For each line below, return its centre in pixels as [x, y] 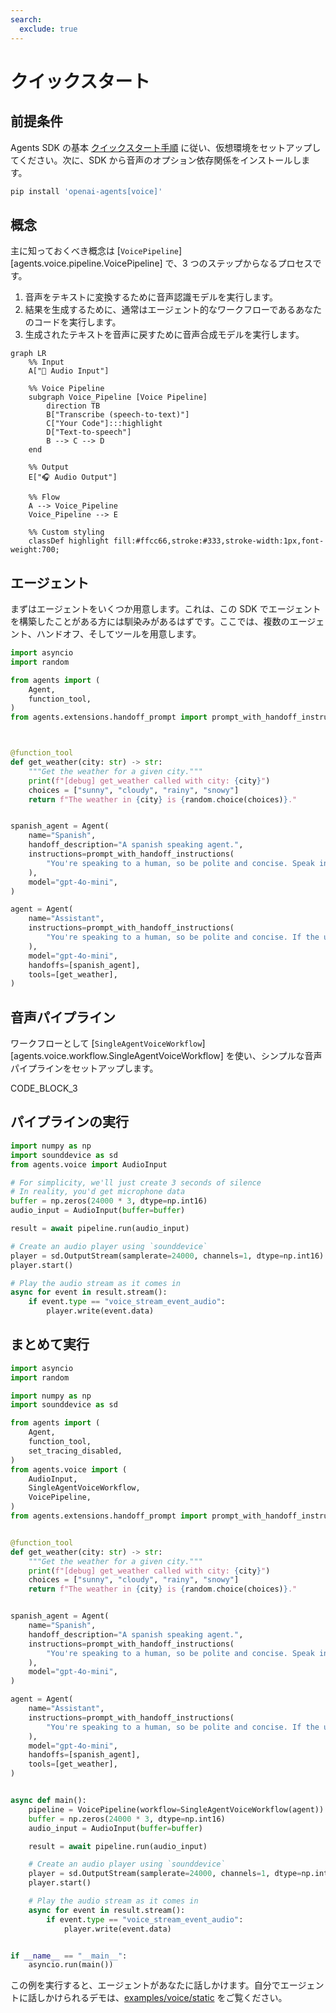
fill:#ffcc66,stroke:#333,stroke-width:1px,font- [219, 541]
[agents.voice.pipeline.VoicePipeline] [86, 263]
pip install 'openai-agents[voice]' [86, 191]
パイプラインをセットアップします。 [84, 1068]
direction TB [73, 406]
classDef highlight [69, 541]
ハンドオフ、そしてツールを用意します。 [119, 634]
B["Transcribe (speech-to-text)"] [118, 415]
